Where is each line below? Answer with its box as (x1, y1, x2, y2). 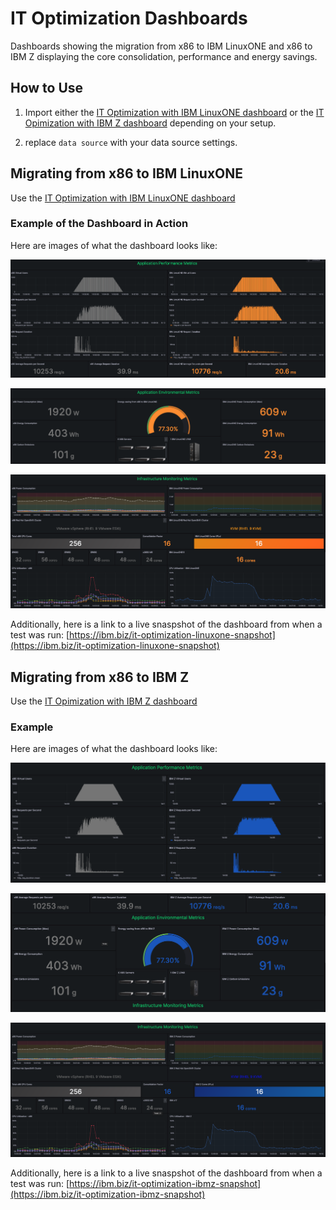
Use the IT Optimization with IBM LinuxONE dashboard (10, 192, 236, 204)
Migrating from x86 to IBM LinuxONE (10, 165, 244, 182)
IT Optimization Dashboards (10, 7, 248, 30)
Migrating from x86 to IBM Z (10, 668, 190, 686)
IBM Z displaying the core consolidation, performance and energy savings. (10, 50, 318, 62)
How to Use (10, 80, 84, 97)
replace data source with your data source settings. (24, 136, 238, 148)
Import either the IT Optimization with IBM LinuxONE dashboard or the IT (24, 106, 325, 118)
